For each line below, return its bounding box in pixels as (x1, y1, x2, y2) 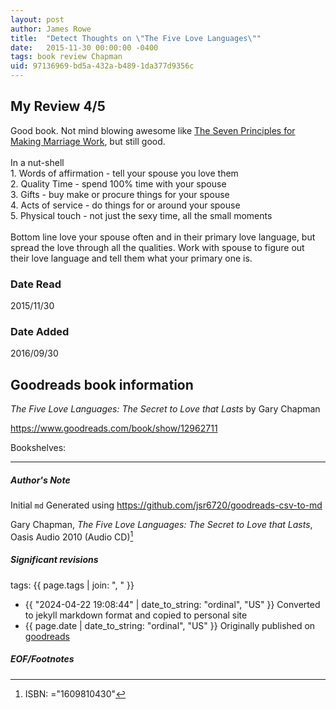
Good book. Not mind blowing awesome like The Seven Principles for (10, 124, 296, 136)
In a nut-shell (10, 156, 65, 168)
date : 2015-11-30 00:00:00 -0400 (10, 42, 159, 53)
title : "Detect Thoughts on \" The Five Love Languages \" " (10, 33, 262, 43)
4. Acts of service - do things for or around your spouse (10, 199, 241, 211)
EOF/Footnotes (10, 653, 75, 665)
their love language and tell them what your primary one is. (10, 252, 253, 264)
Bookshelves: (10, 442, 67, 454)
